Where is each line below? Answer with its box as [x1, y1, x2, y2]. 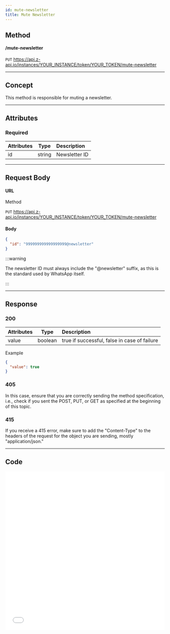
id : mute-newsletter [5, 7, 49, 13]
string [37, 151, 52, 158]
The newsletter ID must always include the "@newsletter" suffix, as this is [5, 266, 159, 272]
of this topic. [5, 403, 31, 409]
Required [5, 129, 28, 136]
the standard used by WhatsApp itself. [5, 271, 85, 277]
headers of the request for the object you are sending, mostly [5, 433, 134, 439]
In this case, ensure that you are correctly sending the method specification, [5, 392, 164, 398]
